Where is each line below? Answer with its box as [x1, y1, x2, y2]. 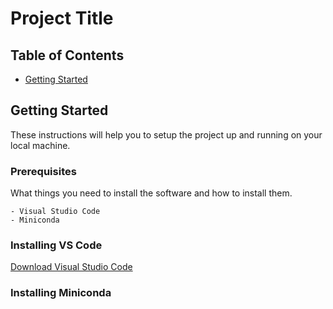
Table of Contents [10, 47, 125, 64]
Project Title [10, 7, 114, 30]
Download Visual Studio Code [10, 261, 133, 273]
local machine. [10, 139, 71, 151]
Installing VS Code [10, 238, 103, 252]
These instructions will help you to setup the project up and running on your [10, 128, 323, 141]
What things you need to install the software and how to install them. [10, 187, 293, 199]
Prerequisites [10, 164, 77, 178]
